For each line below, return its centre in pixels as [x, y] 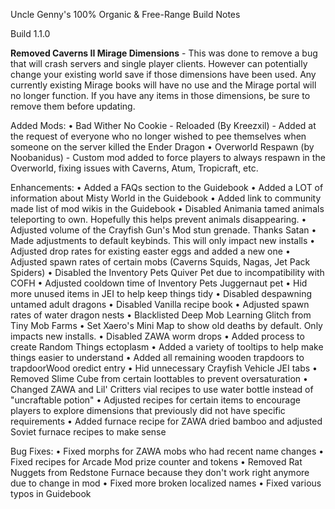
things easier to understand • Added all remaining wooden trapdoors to [157, 357]
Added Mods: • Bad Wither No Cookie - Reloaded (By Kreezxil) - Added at [163, 125]
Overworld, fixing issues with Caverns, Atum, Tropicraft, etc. [134, 168]
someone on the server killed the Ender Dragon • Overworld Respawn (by [162, 147]
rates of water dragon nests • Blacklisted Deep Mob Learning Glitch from [161, 315]
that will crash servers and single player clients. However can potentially [159, 63]
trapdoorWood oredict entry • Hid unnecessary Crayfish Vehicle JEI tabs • [164, 368]
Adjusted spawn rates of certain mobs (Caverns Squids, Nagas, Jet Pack [160, 262]
